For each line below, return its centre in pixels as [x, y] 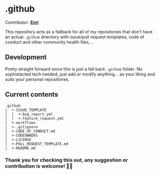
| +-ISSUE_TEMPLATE [26, 110]
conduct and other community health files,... [49, 42]
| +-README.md [20, 148]
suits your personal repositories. [37, 79]
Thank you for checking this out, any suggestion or [67, 160]
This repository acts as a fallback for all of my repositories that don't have [79, 32]
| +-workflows [20, 123]
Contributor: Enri [22, 22]
